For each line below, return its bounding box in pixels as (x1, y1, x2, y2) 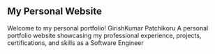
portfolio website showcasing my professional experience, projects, (7, 31, 202, 39)
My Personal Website (7, 6, 103, 17)
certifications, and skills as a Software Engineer (7, 38, 144, 47)
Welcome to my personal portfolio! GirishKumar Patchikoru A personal (7, 24, 209, 32)
